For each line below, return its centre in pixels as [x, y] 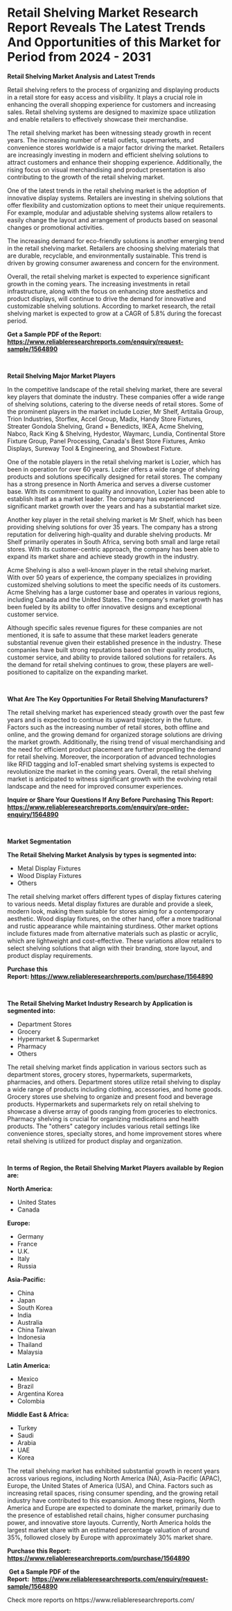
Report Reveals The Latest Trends [107, 27]
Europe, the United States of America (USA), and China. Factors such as [110, 1485]
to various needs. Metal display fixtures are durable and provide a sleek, [110, 904]
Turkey [27, 1428]
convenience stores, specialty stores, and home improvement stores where [115, 1133]
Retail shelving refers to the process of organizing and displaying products [114, 90]
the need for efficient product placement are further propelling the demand [114, 749]
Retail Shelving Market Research [103, 13]
